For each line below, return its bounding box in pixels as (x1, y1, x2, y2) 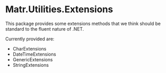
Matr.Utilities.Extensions (5, 4, 113, 15)
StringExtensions (12, 62, 49, 68)
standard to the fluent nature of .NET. (5, 26, 84, 32)
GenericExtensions (12, 56, 53, 62)
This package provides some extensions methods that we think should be (5, 20, 161, 27)
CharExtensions (12, 45, 47, 52)
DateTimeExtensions (12, 51, 56, 57)
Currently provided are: (5, 36, 55, 42)
